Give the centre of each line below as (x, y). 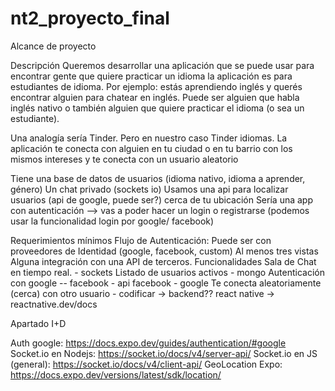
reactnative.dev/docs (54, 304)
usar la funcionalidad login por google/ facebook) (112, 221)
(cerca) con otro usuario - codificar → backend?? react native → (142, 293)
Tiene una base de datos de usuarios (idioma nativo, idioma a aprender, (158, 178)
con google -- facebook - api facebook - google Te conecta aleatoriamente (166, 283)
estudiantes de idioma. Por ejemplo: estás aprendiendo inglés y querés (156, 86)
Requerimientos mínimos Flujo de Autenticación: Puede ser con (141, 240)
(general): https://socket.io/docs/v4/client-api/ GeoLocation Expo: (146, 364)
